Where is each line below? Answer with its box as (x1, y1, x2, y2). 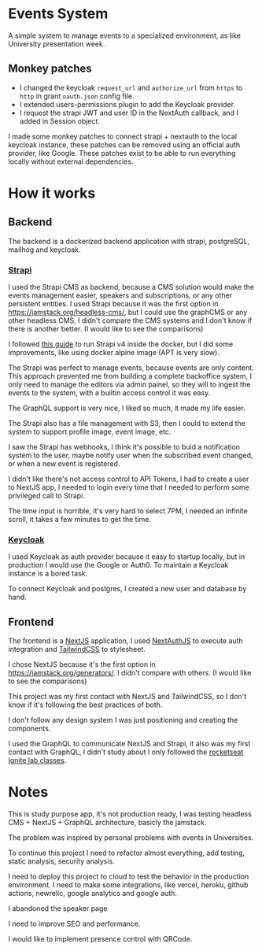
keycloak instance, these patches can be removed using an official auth (8, 139, 241, 150)
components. (8, 723, 51, 733)
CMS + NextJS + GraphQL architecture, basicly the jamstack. (8, 818, 207, 827)
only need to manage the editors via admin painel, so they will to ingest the (8, 379, 251, 390)
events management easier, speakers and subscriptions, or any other (8, 290, 233, 300)
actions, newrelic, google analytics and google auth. (8, 889, 177, 898)
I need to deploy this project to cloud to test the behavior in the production (8, 871, 249, 882)
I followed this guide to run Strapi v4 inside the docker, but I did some (8, 339, 234, 349)
